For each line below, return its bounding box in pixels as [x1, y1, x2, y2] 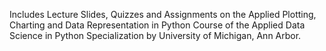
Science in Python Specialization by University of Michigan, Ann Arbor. [9, 30, 302, 41]
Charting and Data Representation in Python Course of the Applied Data [9, 19, 306, 31]
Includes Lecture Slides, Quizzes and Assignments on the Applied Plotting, [9, 9, 317, 20]
